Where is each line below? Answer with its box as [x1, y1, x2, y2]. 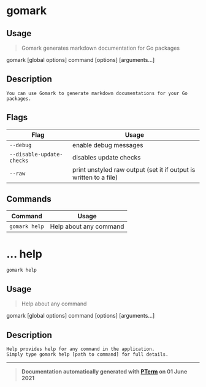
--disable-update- [9, 151, 63, 158]
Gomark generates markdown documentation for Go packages [21, 44, 180, 52]
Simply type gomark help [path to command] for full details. [6, 351, 169, 358]
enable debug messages [72, 140, 143, 149]
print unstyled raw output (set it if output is [72, 165, 196, 174]
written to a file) [72, 173, 118, 182]
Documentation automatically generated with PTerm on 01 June [21, 368, 188, 375]
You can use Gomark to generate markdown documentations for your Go [6, 90, 188, 96]
